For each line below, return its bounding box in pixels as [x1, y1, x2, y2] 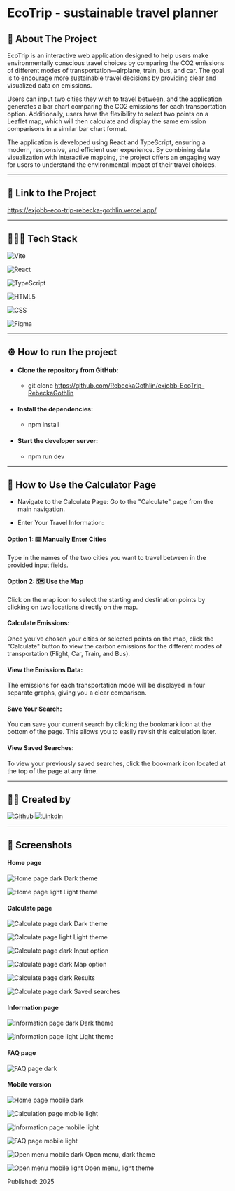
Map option [73, 960, 107, 969]
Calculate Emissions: [7, 619, 70, 627]
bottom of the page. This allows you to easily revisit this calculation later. [7, 728, 217, 736]
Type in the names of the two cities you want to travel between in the [7, 553, 206, 562]
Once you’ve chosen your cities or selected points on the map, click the [7, 634, 214, 643]
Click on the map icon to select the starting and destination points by [7, 595, 206, 604]
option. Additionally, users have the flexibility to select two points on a [7, 110, 208, 118]
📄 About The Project [7, 33, 97, 45]
